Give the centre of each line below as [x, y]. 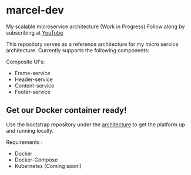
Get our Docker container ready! [66, 110]
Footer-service [33, 92]
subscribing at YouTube [35, 32]
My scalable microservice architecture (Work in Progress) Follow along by [95, 26]
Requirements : [24, 142]
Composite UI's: [26, 62]
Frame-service [33, 73]
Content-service [34, 85]
